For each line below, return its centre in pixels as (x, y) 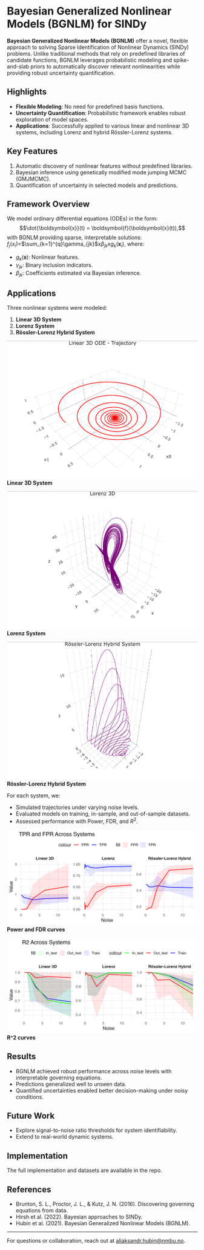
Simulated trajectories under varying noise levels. (77, 807)
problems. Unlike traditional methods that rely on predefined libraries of (96, 53)
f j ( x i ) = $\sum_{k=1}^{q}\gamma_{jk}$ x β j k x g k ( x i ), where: (76, 245)
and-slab (18, 66)
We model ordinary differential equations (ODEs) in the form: (82, 218)
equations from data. (42, 1210)
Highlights (27, 92)
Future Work (31, 1115)
